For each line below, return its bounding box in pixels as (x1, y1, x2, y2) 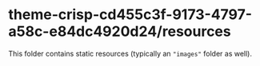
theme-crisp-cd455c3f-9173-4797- (8, 6, 253, 24)
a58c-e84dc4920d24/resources (8, 22, 231, 41)
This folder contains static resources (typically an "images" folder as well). (8, 49, 253, 58)
